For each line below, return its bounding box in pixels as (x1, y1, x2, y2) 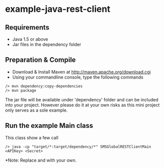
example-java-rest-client (5, 3, 111, 15)
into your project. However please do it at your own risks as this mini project (5, 102, 160, 108)
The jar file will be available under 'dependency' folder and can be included (5, 96, 159, 102)
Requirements (5, 23, 49, 32)
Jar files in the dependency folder (12, 42, 82, 47)
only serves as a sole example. (5, 107, 68, 113)
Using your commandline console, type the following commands (12, 74, 144, 80)
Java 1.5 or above (12, 36, 48, 42)
